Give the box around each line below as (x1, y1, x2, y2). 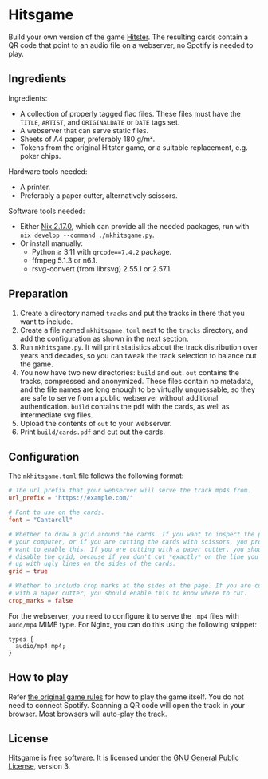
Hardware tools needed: (8, 166, 88, 176)
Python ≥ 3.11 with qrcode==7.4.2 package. (31, 247, 172, 256)
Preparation (8, 287, 69, 301)
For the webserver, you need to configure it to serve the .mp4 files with (8, 611, 239, 620)
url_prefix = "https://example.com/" (8, 494, 134, 502)
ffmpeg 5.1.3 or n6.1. (31, 255, 98, 265)
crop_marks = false (8, 596, 73, 604)
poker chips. (19, 151, 61, 160)
